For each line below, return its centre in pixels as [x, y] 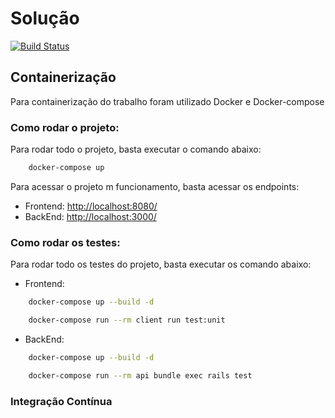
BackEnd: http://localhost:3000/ [90, 216]
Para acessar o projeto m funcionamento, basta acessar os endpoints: [155, 186]
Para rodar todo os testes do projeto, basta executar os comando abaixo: [161, 264]
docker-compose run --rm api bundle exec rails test [140, 375]
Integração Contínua [61, 401]
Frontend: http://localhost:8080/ [91, 206]
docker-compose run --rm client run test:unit [127, 320]
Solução [45, 18]
